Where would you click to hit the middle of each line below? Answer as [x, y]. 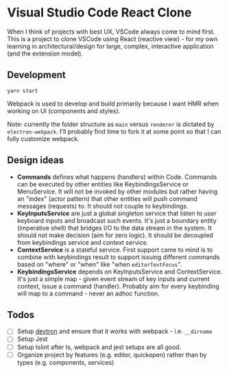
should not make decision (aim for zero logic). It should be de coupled [115, 235]
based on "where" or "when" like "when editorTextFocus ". [99, 264]
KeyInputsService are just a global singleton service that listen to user [117, 213]
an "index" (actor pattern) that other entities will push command [107, 198]
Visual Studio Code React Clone [99, 13]
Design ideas [36, 160]
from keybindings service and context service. [83, 242]
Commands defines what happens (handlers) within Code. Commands [117, 177]
